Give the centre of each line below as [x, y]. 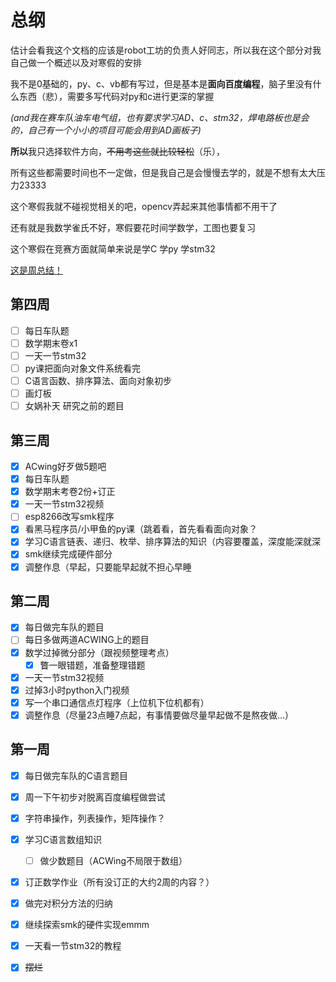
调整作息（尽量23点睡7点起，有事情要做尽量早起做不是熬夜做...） [159, 715]
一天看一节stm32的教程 [73, 946]
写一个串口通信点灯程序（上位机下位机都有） [117, 702]
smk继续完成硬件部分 [68, 554]
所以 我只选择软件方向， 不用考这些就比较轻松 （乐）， [117, 151]
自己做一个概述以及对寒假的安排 [76, 62]
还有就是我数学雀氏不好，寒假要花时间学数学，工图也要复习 [133, 227]
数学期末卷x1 [51, 343]
